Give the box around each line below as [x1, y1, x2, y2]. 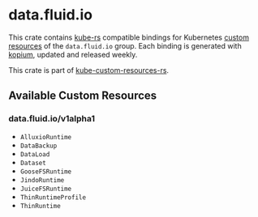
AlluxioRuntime [19, 133, 72, 141]
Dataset [19, 159, 46, 167]
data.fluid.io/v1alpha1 [8, 113, 96, 125]
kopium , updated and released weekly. [8, 49, 138, 59]
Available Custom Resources [8, 89, 157, 103]
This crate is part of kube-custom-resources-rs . [8, 65, 169, 74]
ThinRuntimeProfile [19, 193, 87, 202]
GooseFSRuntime [19, 168, 72, 176]
